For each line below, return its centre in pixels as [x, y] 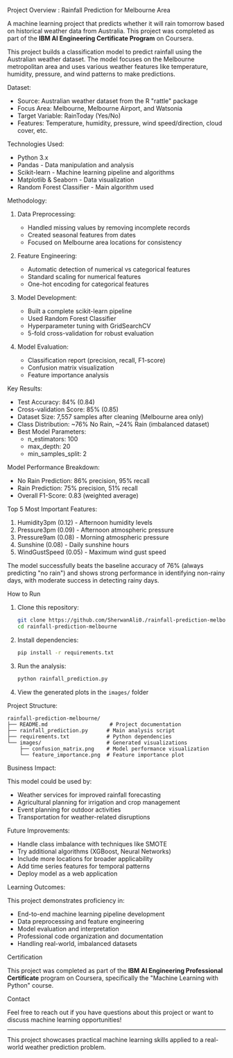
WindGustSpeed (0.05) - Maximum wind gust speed [92, 552]
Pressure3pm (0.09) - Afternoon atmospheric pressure [95, 530]
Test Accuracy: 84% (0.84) [56, 402]
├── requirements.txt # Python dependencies [89, 736]
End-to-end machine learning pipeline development [91, 914]
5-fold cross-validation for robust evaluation [90, 333]
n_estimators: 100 [53, 439]
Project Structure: [32, 705]
